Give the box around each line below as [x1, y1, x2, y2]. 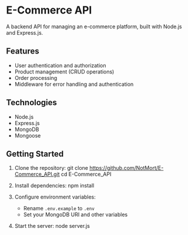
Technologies [6, 98, 58, 108]
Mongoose [14, 132, 41, 139]
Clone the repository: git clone [14, 164, 88, 172]
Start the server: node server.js [14, 223, 90, 230]
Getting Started [6, 149, 64, 159]
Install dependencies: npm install [14, 182, 95, 189]
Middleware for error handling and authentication [14, 80, 134, 88]
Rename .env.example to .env [23, 205, 95, 212]
